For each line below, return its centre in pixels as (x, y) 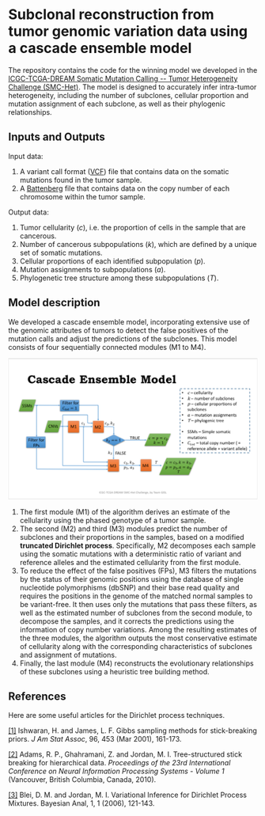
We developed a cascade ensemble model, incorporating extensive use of (129, 321)
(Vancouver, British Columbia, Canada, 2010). (82, 780)
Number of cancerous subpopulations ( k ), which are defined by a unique (138, 244)
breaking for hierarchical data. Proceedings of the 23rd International (119, 763)
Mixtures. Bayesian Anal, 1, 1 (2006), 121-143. (81, 803)
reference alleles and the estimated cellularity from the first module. (130, 562)
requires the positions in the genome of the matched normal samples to (136, 596)
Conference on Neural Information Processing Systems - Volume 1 (116, 771)
